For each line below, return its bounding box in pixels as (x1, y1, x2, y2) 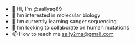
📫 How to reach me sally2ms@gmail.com (11, 31, 114, 37)
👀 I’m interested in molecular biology (11, 12, 101, 19)
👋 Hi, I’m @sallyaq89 (11, 6, 62, 12)
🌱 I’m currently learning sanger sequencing (11, 18, 117, 24)
